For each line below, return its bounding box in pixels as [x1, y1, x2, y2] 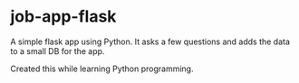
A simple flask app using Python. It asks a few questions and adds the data [10, 36, 291, 47]
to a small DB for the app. [10, 45, 105, 56]
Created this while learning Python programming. [10, 63, 194, 74]
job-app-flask [10, 6, 117, 27]
